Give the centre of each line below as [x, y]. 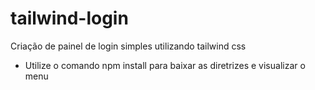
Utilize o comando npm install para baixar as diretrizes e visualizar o [165, 65]
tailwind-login [69, 18]
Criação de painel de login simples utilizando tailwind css [128, 46]
